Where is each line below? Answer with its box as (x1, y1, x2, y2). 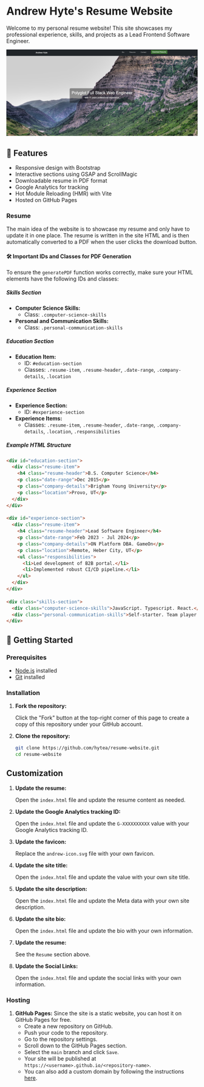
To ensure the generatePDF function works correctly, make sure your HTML (6, 268, 193, 276)
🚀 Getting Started (6, 635, 73, 645)
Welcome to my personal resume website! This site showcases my (6, 24, 172, 32)
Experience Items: (15, 414, 63, 422)
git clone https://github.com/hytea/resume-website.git (15, 745, 160, 751)
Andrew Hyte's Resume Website (6, 4, 173, 18)
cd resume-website (15, 752, 62, 758)
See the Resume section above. (15, 951, 91, 958)
